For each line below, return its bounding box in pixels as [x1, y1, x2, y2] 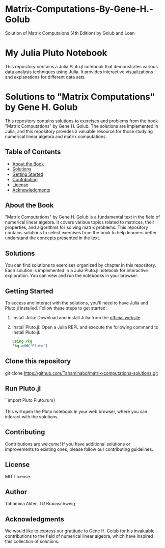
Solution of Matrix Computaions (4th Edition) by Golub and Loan [5, 30, 135, 36]
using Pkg [12, 339, 33, 344]
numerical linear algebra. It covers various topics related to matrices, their [5, 219, 155, 225]
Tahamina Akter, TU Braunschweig [5, 501, 75, 507]
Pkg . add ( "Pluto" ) [12, 343, 48, 348]
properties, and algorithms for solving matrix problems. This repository [5, 224, 148, 230]
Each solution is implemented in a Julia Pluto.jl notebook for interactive [5, 268, 148, 274]
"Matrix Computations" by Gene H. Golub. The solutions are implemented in [5, 123, 159, 129]
